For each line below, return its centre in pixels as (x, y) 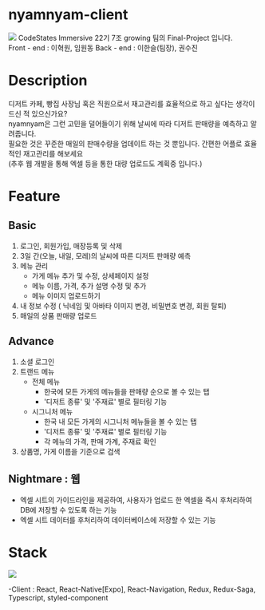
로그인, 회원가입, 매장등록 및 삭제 (71, 246)
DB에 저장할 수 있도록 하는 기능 (68, 509)
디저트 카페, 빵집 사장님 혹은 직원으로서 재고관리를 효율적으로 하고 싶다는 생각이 (132, 103)
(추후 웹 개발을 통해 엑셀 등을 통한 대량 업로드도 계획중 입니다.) (105, 163)
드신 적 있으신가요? (38, 113)
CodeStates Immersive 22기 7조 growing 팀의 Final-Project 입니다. (125, 38)
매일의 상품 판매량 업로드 (58, 315)
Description (48, 81)
